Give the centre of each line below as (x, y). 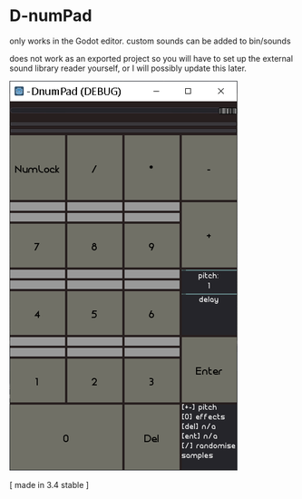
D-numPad (51, 16)
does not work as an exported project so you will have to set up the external (151, 58)
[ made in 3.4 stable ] (49, 484)
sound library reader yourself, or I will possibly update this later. (128, 68)
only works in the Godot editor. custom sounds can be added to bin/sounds (151, 41)
